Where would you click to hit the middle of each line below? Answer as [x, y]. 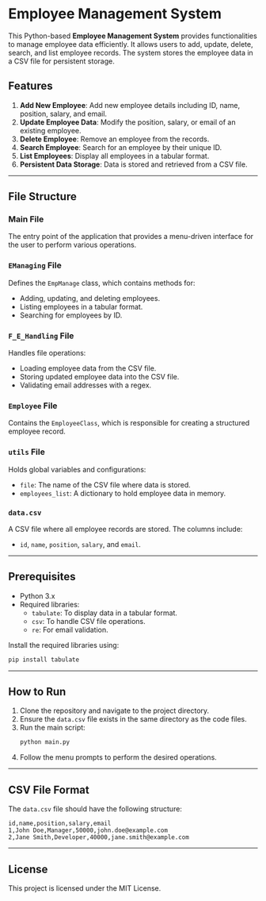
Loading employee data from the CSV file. [88, 368]
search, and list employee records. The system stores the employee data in [131, 52]
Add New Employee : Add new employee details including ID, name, [129, 105]
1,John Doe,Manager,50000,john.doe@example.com [88, 830]
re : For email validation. [70, 630]
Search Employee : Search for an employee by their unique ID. [121, 147]
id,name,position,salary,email [60, 824]
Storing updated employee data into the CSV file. [99, 377]
